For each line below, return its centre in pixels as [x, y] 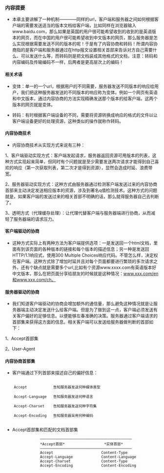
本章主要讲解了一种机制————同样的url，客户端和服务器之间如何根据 [83, 19]
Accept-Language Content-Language [88, 457]
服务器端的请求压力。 [35, 219]
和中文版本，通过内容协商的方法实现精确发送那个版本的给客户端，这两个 [85, 98]
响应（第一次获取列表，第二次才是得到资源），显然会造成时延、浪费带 [83, 167]
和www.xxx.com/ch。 [34, 280]
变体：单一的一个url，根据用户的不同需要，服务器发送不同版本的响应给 [83, 86]
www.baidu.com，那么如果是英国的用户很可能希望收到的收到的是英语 [82, 32]
